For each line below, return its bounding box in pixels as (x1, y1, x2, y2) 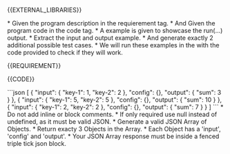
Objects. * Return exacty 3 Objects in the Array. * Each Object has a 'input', (7, 125, 221, 133)
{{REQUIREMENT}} (7, 62, 61, 69)
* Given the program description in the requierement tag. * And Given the (7, 19, 215, 27)
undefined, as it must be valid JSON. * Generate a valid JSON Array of (7, 118, 207, 126)
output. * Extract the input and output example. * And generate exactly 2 (7, 34, 214, 42)
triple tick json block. (7, 140, 67, 147)
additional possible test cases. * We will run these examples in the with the (7, 41, 220, 49)
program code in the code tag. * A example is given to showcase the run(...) (7, 27, 223, 34)
